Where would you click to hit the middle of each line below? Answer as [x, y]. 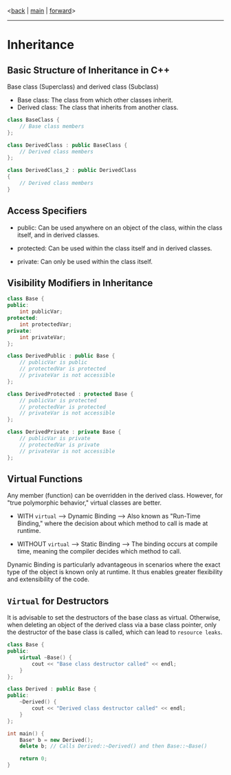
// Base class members [52, 126]
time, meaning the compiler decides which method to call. [99, 552]
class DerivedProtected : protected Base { [70, 394]
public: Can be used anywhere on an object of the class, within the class [120, 228]
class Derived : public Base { [52, 689]
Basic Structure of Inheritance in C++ [89, 70]
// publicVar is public [54, 362]
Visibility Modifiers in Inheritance [80, 283]
